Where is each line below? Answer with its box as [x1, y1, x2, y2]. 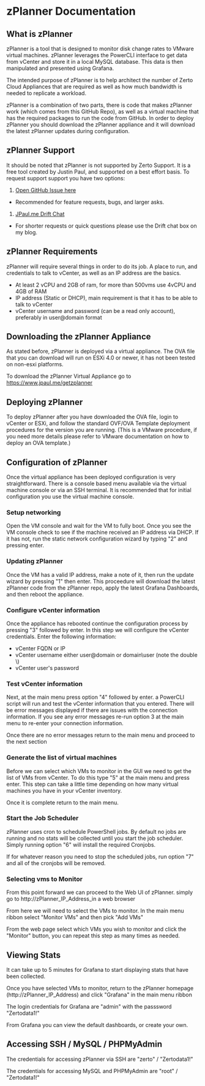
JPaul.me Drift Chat [15, 210, 65, 217]
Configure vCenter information [6, 606, 100, 614]
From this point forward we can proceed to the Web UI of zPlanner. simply [6, 888, 193, 896]
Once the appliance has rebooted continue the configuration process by [6, 620, 188, 627]
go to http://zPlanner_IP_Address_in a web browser [6, 895, 136, 903]
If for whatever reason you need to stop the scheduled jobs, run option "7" [6, 853, 194, 860]
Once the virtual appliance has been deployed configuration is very [6, 474, 176, 481]
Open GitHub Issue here [15, 186, 76, 194]
